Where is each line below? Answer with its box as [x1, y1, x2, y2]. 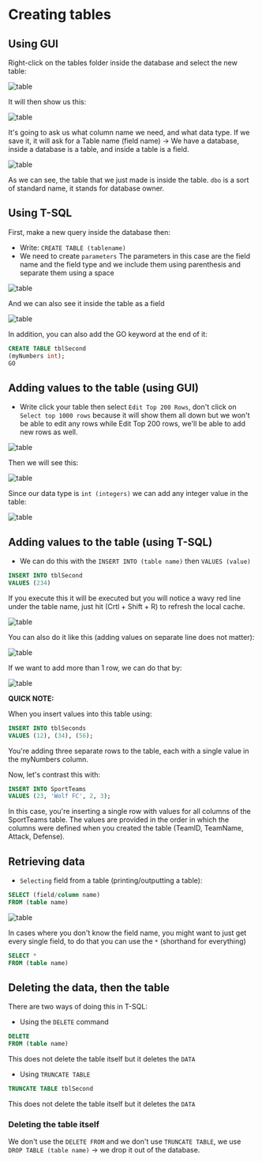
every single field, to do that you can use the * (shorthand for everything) [8, 936, 246, 946]
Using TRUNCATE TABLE [19, 1069, 91, 1079]
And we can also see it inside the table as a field [8, 298, 165, 308]
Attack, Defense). [8, 832, 65, 842]
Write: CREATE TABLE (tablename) [19, 243, 126, 252]
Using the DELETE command [19, 1017, 109, 1027]
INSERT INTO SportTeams [8, 785, 87, 793]
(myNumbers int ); [8, 352, 65, 360]
